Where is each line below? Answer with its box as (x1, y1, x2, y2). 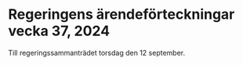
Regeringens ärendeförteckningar (8, 5, 235, 23)
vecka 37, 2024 (8, 22, 111, 40)
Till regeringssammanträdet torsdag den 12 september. (8, 48, 186, 57)
